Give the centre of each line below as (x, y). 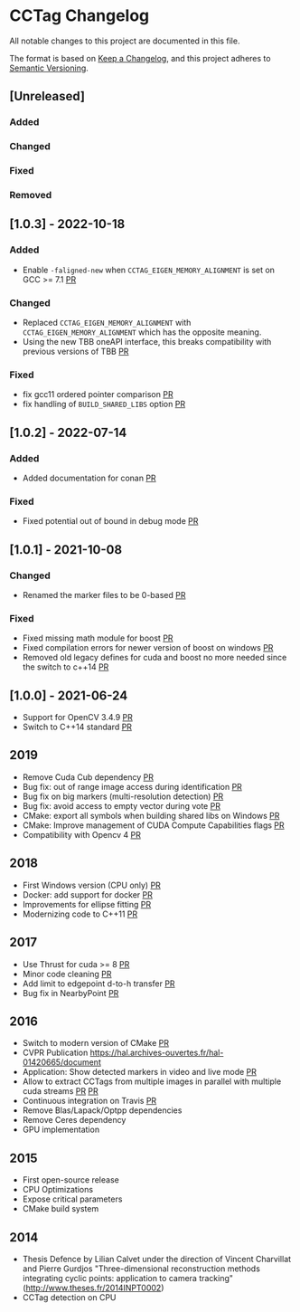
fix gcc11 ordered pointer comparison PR (98, 395)
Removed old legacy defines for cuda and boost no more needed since (155, 658)
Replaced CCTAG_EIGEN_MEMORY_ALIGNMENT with (107, 323)
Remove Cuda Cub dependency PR (88, 777)
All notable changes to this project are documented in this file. (125, 41)
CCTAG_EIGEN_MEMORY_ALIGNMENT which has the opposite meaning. (142, 332)
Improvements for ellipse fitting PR (87, 904)
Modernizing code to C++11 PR (80, 914)
